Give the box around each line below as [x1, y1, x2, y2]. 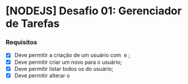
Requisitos [5, 38, 37, 46]
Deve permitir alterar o [14, 71, 70, 79]
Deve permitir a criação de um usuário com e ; [14, 52, 131, 59]
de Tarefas [5, 17, 60, 30]
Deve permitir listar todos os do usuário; [14, 65, 114, 72]
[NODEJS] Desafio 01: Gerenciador [5, 4, 182, 18]
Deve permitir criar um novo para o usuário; [14, 58, 122, 66]
